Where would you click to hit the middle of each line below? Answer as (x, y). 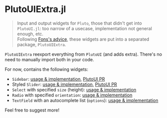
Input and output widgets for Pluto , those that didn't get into (79, 23)
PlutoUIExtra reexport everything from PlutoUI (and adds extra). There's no (83, 54)
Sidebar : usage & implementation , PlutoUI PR (58, 79)
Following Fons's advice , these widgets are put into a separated (83, 39)
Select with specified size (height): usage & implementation (74, 89)
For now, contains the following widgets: (47, 69)
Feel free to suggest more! (32, 110)
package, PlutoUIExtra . (41, 44)
